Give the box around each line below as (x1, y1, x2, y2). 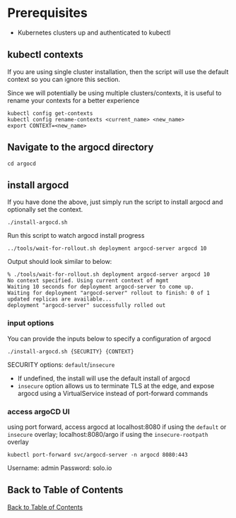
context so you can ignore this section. (7, 75, 121, 83)
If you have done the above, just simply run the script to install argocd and (7, 198, 223, 206)
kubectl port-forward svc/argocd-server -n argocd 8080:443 (7, 451, 189, 458)
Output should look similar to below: (7, 258, 112, 266)
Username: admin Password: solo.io (7, 464, 112, 472)
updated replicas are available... (7, 296, 112, 303)
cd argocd (7, 160, 37, 167)
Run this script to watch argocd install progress (7, 231, 145, 240)
